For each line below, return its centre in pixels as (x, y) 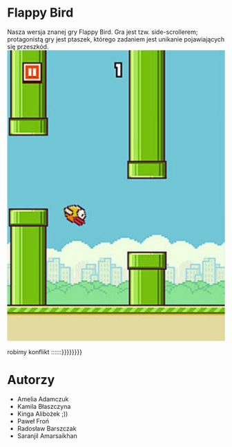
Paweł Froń (33, 421)
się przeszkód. (28, 46)
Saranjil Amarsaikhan (47, 436)
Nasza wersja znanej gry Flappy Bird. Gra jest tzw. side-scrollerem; (103, 32)
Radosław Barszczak (47, 428)
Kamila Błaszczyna (44, 406)
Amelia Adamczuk (43, 399)
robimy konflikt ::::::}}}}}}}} (45, 352)
